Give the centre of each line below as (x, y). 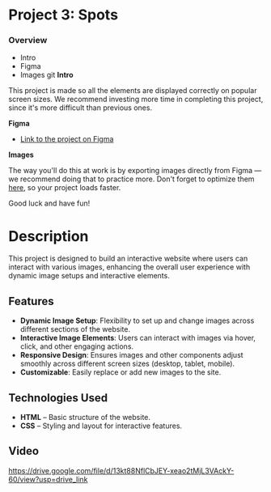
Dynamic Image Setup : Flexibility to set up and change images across (137, 320)
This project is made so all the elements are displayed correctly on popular (133, 91)
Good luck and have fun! (49, 203)
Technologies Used (58, 398)
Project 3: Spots (64, 15)
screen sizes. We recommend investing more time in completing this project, (136, 100)
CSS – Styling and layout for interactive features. (101, 426)
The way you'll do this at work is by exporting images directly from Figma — (135, 171)
